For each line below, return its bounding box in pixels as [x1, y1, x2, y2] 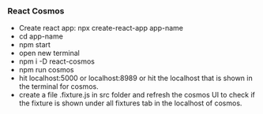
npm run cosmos [18, 65, 74, 75]
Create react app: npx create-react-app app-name [18, 24, 183, 33]
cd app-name [18, 31, 64, 41]
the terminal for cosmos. [18, 82, 100, 91]
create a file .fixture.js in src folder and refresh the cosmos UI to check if [18, 90, 256, 100]
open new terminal [18, 49, 80, 58]
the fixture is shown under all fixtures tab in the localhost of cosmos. [18, 98, 242, 108]
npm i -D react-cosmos [18, 57, 96, 66]
